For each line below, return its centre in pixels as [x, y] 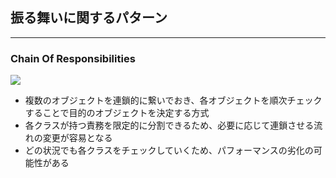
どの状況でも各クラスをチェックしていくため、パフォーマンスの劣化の [169, 150]
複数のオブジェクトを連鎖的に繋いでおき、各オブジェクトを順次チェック [173, 100]
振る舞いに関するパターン [89, 18]
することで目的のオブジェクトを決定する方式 [117, 113]
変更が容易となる [77, 138]
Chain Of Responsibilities [73, 58]
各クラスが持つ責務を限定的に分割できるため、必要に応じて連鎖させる [169, 125]
